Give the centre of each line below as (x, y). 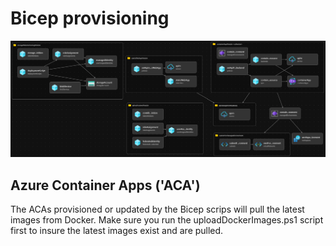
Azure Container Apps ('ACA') (105, 185)
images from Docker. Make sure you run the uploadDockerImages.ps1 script (167, 220)
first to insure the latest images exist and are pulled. (117, 231)
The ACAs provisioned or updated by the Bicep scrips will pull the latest (157, 209)
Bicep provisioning (90, 18)
